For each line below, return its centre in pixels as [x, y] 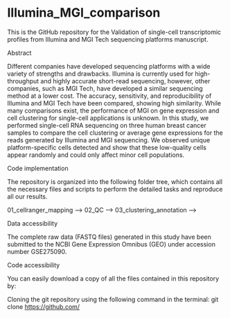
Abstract [19, 53]
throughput [23, 81]
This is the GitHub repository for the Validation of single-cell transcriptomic [114, 32]
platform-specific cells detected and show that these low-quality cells [107, 147]
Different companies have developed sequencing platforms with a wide [109, 66]
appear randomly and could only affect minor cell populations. [96, 155]
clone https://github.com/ [44, 306]
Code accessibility [34, 265]
